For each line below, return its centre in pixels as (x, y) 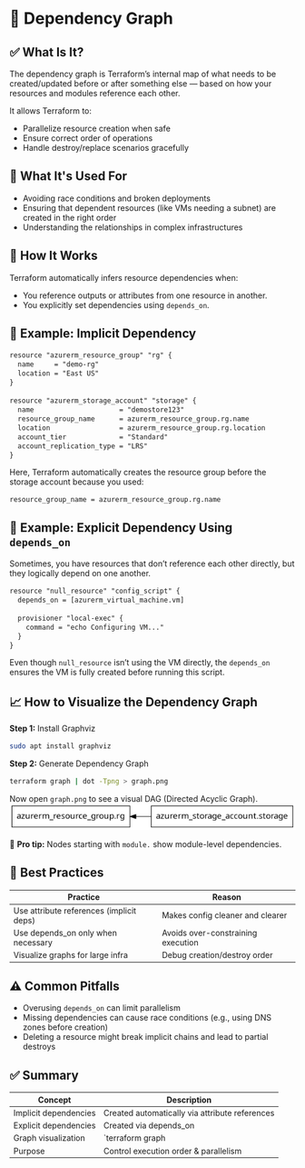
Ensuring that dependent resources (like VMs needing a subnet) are (149, 207)
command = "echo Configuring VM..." (95, 628)
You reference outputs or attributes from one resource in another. (145, 295)
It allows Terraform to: (51, 111)
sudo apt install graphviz (60, 746)
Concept (54, 1100)
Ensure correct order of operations (88, 138)
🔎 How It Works (54, 256)
